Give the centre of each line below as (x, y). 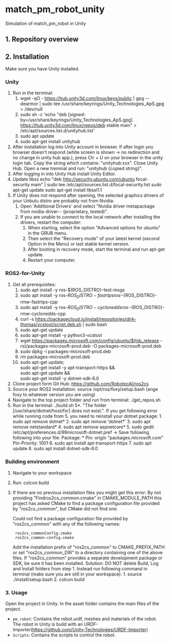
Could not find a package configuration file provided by (70, 518)
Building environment (32, 462)
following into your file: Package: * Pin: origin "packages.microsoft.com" (88, 438)
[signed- (77, 115)
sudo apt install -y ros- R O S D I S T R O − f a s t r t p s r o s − (72, 296)
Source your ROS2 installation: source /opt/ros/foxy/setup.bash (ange (85, 389)
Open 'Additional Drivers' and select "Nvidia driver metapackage (88, 206)
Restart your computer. (52, 260)
